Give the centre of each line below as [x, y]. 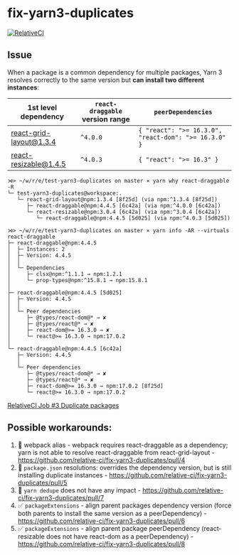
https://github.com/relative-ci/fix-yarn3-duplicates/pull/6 [101, 521]
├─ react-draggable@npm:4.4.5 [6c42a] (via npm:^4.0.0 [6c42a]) [123, 205]
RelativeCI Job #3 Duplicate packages [63, 405]
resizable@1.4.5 [38, 163]
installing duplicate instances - [63, 475]
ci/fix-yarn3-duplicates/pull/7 [61, 497]
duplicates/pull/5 [42, 483]
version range [106, 119]
